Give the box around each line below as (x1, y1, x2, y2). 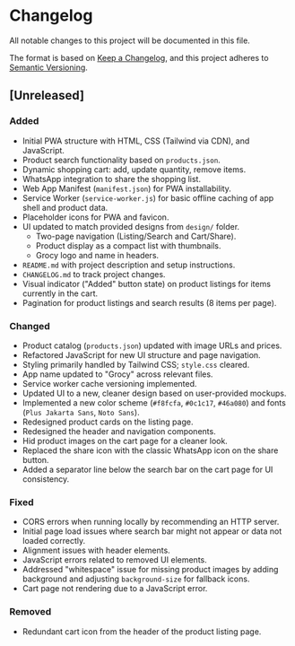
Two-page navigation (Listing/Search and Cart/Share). (35, 231, 237, 241)
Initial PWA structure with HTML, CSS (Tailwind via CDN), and (22, 135, 250, 146)
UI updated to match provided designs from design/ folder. (22, 221, 240, 231)
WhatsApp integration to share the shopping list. (22, 173, 202, 184)
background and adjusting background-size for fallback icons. (22, 573, 250, 584)
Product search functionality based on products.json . (22, 154, 221, 165)
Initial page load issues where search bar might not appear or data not (22, 526, 282, 537)
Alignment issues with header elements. (22, 545, 170, 556)
